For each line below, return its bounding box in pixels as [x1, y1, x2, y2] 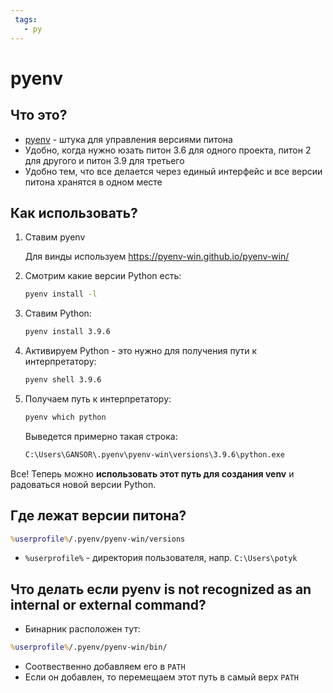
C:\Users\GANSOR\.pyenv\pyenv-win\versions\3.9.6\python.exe [24, 449, 286, 460]
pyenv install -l [24, 289, 98, 300]
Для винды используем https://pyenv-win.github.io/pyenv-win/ [24, 251, 290, 263]
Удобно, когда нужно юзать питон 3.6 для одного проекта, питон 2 [24, 144, 312, 156]
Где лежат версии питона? [10, 507, 187, 525]
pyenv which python [24, 412, 107, 422]
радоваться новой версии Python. [10, 478, 157, 490]
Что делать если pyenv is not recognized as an [10, 581, 312, 598]
